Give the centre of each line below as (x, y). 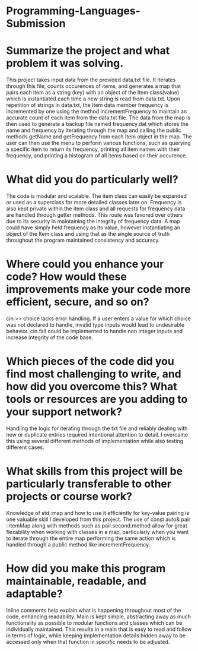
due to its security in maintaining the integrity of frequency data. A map (93, 222)
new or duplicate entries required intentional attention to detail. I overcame (97, 434)
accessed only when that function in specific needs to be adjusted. (88, 641)
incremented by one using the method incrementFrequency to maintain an (97, 112)
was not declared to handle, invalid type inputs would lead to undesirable (95, 325)
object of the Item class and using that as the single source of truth (88, 234)
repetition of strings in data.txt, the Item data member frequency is (87, 105)
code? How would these (67, 277)
